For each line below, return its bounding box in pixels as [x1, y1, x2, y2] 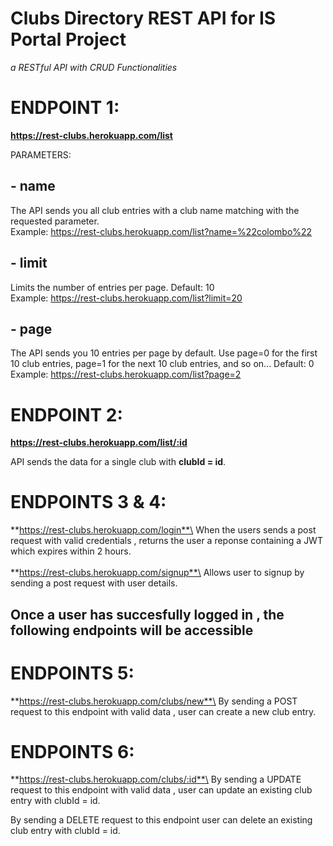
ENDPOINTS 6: [10, 740, 135, 763]
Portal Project [10, 28, 127, 51]
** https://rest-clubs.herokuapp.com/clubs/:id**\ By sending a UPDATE [10, 773, 302, 786]
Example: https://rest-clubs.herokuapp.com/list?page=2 [10, 368, 242, 381]
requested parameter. [10, 215, 100, 227]
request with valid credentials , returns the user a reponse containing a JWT [10, 535, 323, 547]
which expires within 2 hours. [10, 545, 132, 557]
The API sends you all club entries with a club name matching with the [10, 204, 300, 216]
